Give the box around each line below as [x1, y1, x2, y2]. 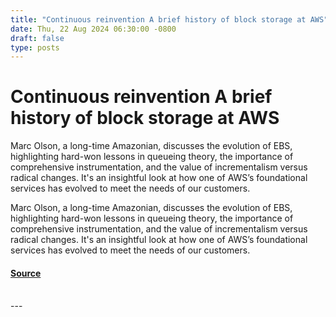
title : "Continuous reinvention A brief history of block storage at [10, 14, 307, 25]
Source [10, 267, 42, 279]
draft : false [10, 33, 65, 43]
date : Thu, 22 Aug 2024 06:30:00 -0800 [10, 24, 177, 34]
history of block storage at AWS [10, 107, 280, 130]
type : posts [10, 42, 60, 53]
